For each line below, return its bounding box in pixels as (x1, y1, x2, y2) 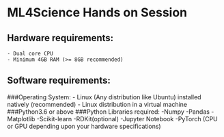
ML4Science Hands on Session (7, 5, 188, 21)
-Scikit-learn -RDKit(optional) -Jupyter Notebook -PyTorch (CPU (36, 114, 219, 123)
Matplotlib (7, 114, 36, 123)
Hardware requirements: (7, 32, 114, 44)
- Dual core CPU (7, 50, 53, 57)
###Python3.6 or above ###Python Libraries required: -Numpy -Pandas (7, 108, 210, 116)
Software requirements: (7, 75, 111, 86)
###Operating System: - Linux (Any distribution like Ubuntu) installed (7, 92, 201, 101)
